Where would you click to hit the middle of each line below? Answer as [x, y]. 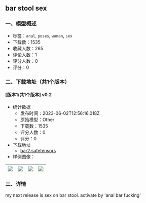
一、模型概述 [21, 24]
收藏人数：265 [28, 48]
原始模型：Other [37, 119]
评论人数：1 [25, 55]
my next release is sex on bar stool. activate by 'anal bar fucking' [73, 195]
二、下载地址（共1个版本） [38, 82]
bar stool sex [26, 8]
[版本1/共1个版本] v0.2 [29, 95]
